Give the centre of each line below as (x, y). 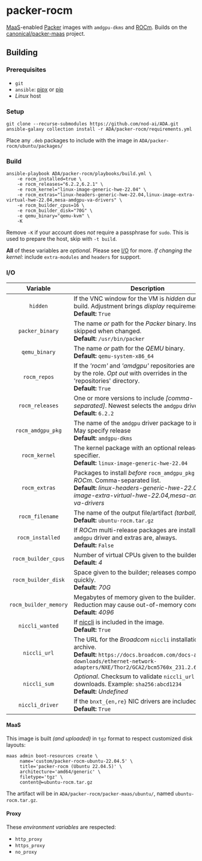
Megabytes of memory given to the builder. (135, 597)
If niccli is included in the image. (119, 622)
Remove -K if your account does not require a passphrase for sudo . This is (98, 232)
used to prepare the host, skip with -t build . (62, 239)
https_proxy (30, 845)
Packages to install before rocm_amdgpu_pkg (134, 472)
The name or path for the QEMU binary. (129, 348)
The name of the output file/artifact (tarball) (135, 512)
